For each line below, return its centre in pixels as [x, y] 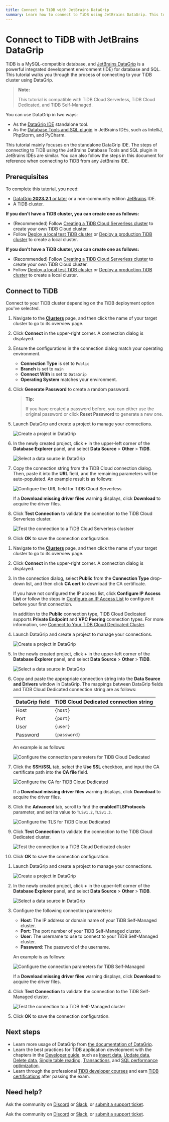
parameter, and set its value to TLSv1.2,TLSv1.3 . [62, 812]
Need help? [24, 1092]
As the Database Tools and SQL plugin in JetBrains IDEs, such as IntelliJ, [88, 130]
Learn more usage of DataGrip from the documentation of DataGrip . [83, 1044]
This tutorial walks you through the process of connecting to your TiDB [79, 75]
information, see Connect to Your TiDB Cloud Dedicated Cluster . [79, 625]
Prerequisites [27, 177]
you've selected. [23, 309]
